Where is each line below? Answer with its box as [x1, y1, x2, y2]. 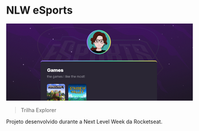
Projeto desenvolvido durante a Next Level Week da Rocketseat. [6, 118, 163, 125]
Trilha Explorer [20, 106, 57, 113]
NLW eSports [6, 4, 73, 17]
